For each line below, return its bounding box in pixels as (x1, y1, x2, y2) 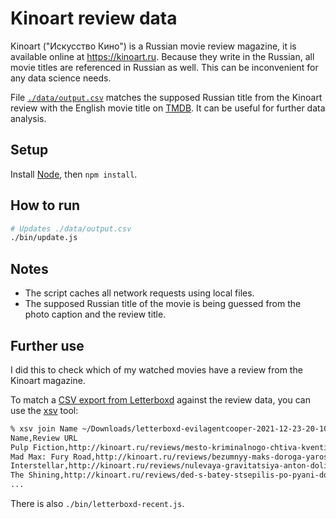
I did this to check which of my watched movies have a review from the (10, 363, 303, 376)
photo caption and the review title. (24, 308, 167, 321)
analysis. (10, 112, 47, 124)
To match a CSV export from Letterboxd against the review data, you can (10, 393, 311, 406)
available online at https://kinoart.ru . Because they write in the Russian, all (10, 50, 315, 62)
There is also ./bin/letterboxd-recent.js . (10, 498, 185, 510)
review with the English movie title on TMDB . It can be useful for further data (10, 102, 326, 114)
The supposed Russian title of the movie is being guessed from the (24, 298, 302, 310)
